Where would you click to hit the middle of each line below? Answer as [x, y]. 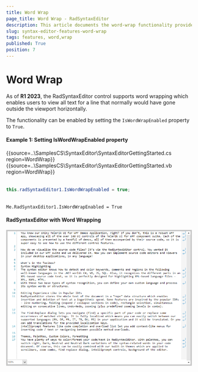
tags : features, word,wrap [39, 37]
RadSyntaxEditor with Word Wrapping [54, 220]
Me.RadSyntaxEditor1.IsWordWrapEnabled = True [64, 207]
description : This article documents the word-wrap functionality [89, 25]
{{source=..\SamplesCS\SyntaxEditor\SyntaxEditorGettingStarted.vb [89, 166]
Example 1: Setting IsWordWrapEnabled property [67, 140]
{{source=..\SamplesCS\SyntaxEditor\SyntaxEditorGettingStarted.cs [89, 153]
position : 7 [21, 50]
